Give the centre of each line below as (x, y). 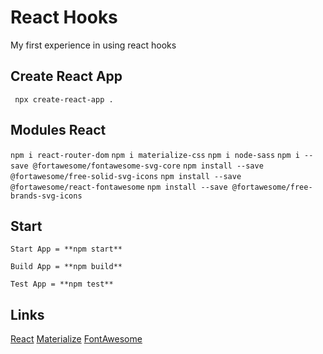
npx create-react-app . (64, 99)
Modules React (58, 130)
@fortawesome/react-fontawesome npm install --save (119, 187)
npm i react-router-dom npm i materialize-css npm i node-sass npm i (155, 155)
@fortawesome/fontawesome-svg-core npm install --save (148, 166)
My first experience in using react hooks (93, 45)
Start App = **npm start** (66, 249)
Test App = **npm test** (62, 284)
